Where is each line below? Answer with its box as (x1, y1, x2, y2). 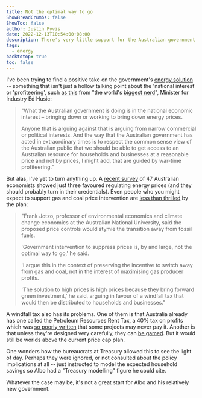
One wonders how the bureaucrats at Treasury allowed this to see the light (6, 347, 192, 355)
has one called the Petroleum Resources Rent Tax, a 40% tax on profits (6, 317, 183, 324)
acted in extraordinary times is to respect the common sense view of (21, 137, 192, 145)
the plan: (6, 200, 28, 208)
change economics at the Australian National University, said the (21, 218, 182, 226)
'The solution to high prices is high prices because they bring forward (21, 286, 195, 293)
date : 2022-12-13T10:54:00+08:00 (6, 31, 90, 37)
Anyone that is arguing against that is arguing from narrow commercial (21, 125, 197, 132)
